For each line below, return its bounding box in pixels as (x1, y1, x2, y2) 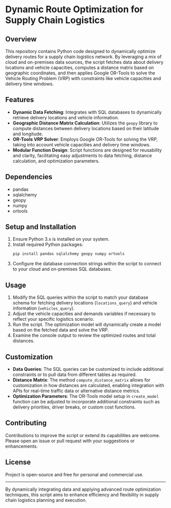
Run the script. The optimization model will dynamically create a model (12, 321, 161, 327)
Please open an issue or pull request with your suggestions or (5, 438, 135, 444)
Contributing (5, 419, 47, 427)
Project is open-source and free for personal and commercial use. (5, 471, 144, 477)
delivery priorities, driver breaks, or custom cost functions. (12, 404, 136, 410)
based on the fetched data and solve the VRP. (12, 327, 109, 333)
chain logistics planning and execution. (5, 497, 87, 503)
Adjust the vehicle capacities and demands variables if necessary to (12, 311, 156, 317)
